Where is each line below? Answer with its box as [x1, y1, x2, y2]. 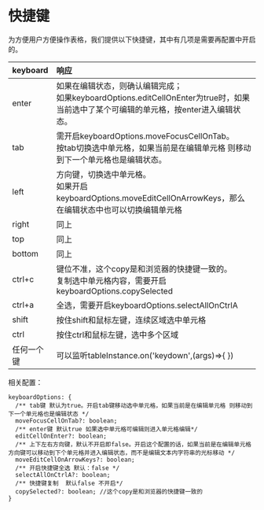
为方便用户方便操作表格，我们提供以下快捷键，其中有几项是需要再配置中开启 [8, 35, 256, 44]
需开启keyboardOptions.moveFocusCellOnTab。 [56, 131, 234, 142]
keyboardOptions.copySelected [56, 285, 173, 296]
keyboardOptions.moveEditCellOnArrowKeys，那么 [56, 192, 245, 203]
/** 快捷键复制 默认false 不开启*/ [15, 479, 123, 487]
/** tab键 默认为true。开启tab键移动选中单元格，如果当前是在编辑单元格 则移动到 [15, 401, 253, 409]
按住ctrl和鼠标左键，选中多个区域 [56, 329, 179, 340]
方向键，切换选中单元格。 [56, 168, 152, 179]
